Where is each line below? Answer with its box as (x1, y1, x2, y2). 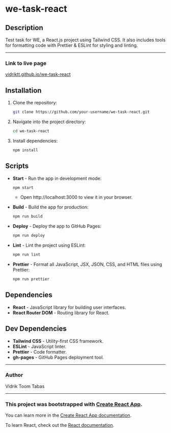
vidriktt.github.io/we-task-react (5, 71, 71, 77)
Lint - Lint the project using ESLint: (12, 242, 86, 249)
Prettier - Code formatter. (12, 348, 67, 355)
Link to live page (5, 60, 47, 67)
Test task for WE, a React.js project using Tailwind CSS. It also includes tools (5, 37, 166, 43)
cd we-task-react (12, 128, 50, 133)
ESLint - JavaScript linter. (12, 343, 67, 349)
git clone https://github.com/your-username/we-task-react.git (12, 110, 150, 115)
